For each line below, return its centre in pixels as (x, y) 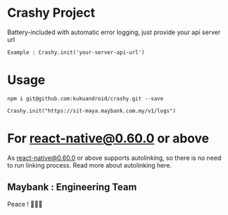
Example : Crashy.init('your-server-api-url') (76, 52)
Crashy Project (51, 13)
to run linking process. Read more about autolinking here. (90, 165)
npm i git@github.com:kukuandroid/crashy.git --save (85, 98)
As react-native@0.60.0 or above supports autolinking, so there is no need (114, 158)
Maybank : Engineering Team (72, 187)
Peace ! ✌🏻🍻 (25, 204)
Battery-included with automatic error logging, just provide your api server (114, 32)
